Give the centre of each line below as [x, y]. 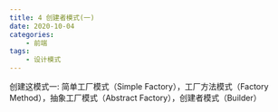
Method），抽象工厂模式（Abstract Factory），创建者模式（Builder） [135, 98]
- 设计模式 [43, 60]
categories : [32, 34]
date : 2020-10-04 [42, 26]
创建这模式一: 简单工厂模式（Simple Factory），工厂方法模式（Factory [139, 86]
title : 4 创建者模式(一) [52, 18]
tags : [19, 51]
